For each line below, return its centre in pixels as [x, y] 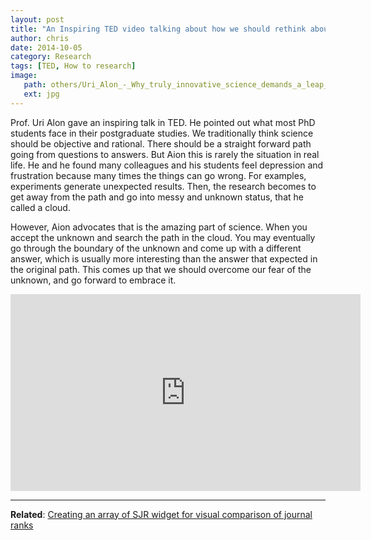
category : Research [51, 57]
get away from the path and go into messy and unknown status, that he [157, 197]
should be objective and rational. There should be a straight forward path [161, 143]
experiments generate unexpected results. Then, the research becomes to [163, 186]
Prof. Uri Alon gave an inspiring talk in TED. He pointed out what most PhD [163, 122]
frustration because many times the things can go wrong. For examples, [158, 175]
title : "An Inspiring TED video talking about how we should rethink [158, 29]
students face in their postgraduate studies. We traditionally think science [162, 133]
